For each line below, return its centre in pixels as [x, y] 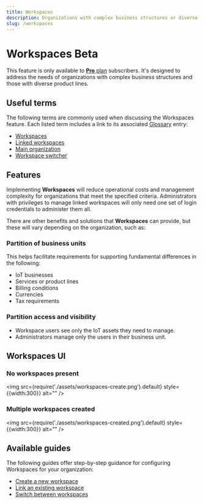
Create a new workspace [47, 481]
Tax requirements [37, 301]
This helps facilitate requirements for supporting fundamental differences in [101, 257]
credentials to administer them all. [49, 209]
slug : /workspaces [30, 23]
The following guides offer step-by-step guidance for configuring [89, 463]
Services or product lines [47, 282]
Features [24, 175]
